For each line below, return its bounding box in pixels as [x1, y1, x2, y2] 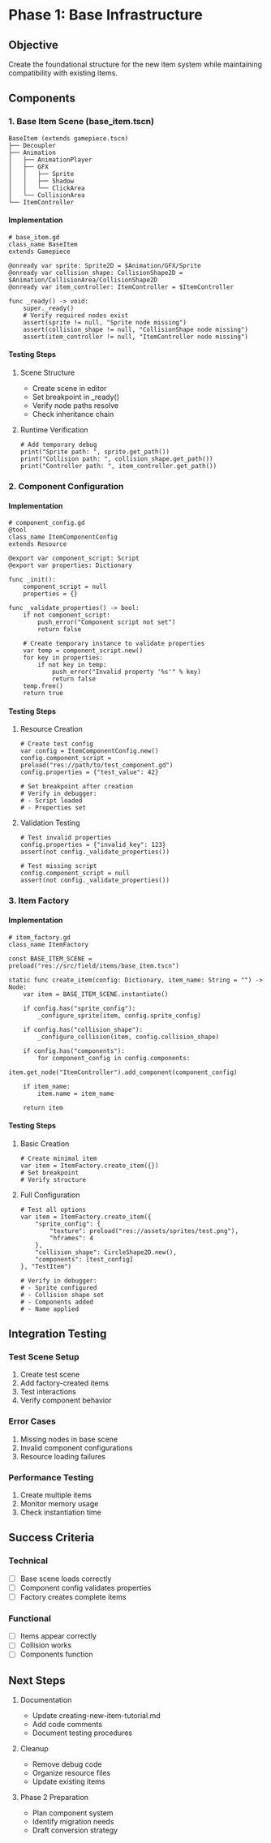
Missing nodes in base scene [19, 1434, 118, 1444]
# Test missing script [19, 862, 97, 870]
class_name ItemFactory [8, 940, 89, 948]
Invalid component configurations [19, 1442, 133, 1453]
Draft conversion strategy [32, 1825, 118, 1835]
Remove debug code [32, 1759, 102, 1769]
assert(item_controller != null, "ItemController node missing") [23, 333, 249, 341]
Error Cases [8, 1416, 57, 1427]
